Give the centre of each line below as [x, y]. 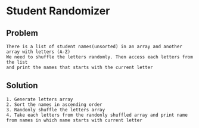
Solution [22, 85]
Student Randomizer [58, 11]
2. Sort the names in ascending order [54, 104]
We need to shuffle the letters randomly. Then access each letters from [100, 57]
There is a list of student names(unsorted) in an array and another [94, 46]
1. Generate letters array [40, 99]
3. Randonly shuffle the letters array [56, 110]
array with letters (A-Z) [38, 52]
